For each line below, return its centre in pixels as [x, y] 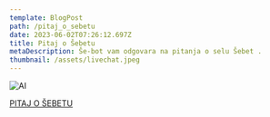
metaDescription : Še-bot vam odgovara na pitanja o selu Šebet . [135, 52]
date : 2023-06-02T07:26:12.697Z [70, 34]
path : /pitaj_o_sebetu [52, 26]
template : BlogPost [46, 18]
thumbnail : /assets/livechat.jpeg [75, 60]
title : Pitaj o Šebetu [52, 43]
